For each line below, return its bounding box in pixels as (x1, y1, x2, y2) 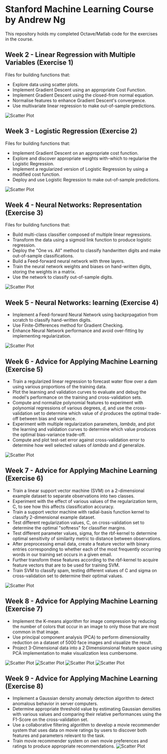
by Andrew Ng (5, 14, 66, 26)
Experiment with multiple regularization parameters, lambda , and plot (12, 421, 155, 427)
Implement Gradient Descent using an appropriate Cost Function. (12, 87, 146, 93)
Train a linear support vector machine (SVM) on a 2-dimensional (12, 487, 145, 493)
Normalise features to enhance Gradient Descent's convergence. (12, 97, 146, 103)
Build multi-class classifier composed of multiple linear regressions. (12, 231, 152, 237)
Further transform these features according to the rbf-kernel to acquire (12, 557, 159, 563)
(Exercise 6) (5, 474, 43, 483)
